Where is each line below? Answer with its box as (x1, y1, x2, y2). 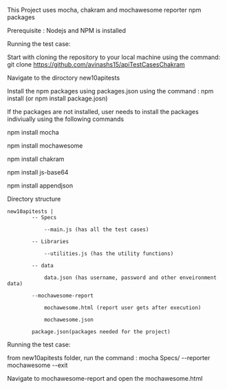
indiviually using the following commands (7, 115, 125, 123)
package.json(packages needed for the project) (32, 329, 171, 335)
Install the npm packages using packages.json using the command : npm (7, 87, 214, 95)
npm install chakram (7, 155, 65, 163)
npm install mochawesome (7, 142, 83, 150)
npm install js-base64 (7, 168, 69, 176)
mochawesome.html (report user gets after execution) (43, 304, 202, 311)
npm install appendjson (7, 181, 74, 190)
